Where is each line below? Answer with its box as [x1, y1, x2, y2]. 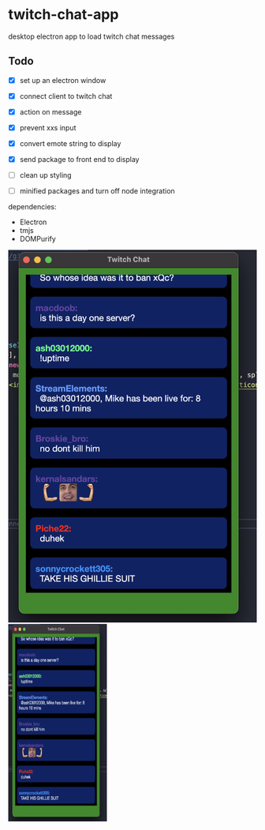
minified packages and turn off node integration [19, 186, 175, 196]
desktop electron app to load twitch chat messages [8, 32, 175, 41]
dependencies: [8, 202, 57, 212]
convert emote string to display [19, 139, 121, 148]
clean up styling [19, 171, 73, 180]
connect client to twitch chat [19, 91, 113, 100]
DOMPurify [19, 235, 57, 244]
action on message [19, 107, 82, 116]
